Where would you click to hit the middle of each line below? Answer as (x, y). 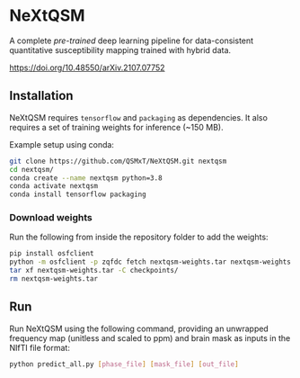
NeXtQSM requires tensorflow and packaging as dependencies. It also (138, 117)
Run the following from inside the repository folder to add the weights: (139, 237)
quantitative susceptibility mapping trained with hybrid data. (120, 49)
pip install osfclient (52, 254)
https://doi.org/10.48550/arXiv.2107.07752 (87, 67)
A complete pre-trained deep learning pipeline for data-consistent (132, 40)
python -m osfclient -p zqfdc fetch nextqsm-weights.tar (118, 262)
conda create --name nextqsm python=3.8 (86, 178)
